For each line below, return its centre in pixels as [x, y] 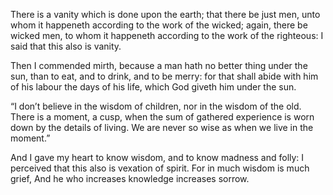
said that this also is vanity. [66, 46]
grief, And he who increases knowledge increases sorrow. [130, 178]
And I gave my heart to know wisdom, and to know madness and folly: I [157, 157]
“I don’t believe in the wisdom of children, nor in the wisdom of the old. [156, 106]
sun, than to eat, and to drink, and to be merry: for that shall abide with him [164, 76]
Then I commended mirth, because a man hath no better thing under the [159, 65]
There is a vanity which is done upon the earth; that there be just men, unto [165, 14]
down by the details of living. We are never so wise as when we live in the [162, 127]
